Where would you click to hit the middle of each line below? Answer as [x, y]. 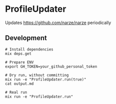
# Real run [16, 92]
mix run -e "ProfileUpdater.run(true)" [46, 79]
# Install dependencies [29, 49]
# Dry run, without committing [37, 75]
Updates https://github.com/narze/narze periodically [58, 23]
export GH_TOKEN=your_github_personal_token [51, 66]
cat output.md [20, 84]
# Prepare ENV [20, 62]
